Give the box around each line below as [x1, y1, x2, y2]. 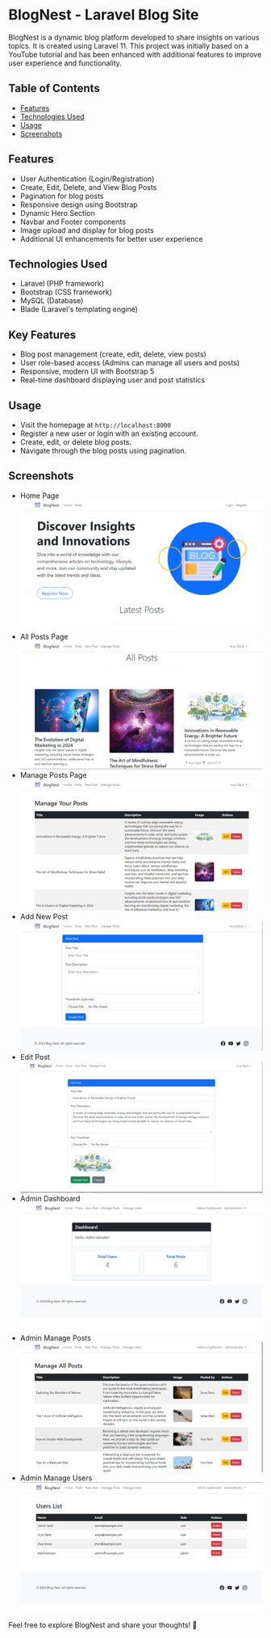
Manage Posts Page [19, 770, 87, 779]
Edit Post [19, 1053, 50, 1062]
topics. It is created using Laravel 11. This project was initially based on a [8, 40, 249, 50]
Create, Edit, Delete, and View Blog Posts [19, 182, 157, 192]
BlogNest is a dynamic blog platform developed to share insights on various [8, 32, 260, 42]
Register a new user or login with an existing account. [19, 428, 199, 438]
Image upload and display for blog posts [19, 225, 155, 235]
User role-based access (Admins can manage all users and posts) [19, 358, 240, 368]
